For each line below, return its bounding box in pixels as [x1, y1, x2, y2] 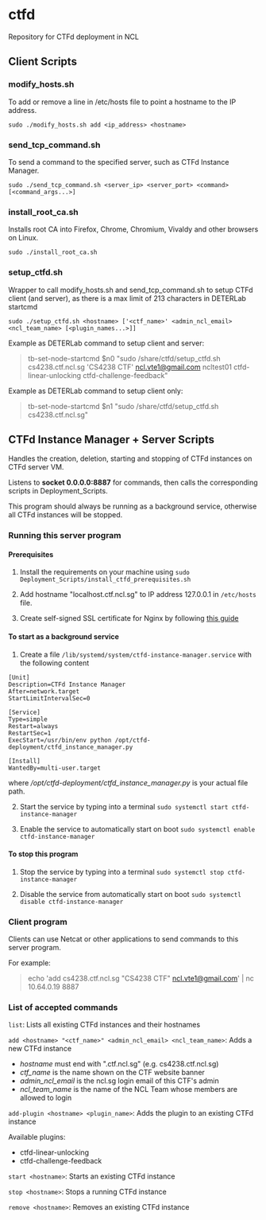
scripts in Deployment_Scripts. [8, 486, 109, 496]
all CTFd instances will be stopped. [8, 510, 123, 520]
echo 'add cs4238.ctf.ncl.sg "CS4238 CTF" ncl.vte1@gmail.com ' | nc [27, 973, 254, 984]
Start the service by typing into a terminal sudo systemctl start [19, 801, 229, 811]
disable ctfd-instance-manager [19, 898, 124, 906]
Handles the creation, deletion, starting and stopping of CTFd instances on [8, 454, 253, 463]
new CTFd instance [8, 1044, 72, 1054]
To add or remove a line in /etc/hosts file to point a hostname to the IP [8, 97, 237, 107]
